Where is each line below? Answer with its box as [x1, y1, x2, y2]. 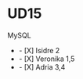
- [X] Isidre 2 [18, 45, 60, 55]
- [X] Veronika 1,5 [18, 54, 75, 63]
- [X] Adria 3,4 [18, 62, 66, 71]
